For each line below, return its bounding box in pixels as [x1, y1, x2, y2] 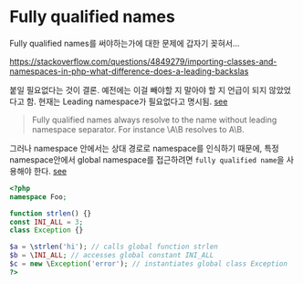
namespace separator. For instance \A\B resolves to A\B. [31, 123, 245, 134]
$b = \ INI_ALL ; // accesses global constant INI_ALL [9, 251, 214, 260]
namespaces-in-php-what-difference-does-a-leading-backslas [9, 66, 249, 77]
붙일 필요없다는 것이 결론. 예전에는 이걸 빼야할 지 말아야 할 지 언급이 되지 [9, 84, 267, 95]
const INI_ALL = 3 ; [9, 217, 84, 226]
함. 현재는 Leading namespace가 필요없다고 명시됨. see [26, 96, 228, 107]
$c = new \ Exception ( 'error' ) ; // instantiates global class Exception [9, 259, 287, 268]
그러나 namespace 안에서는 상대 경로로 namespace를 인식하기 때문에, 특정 [9, 142, 280, 153]
